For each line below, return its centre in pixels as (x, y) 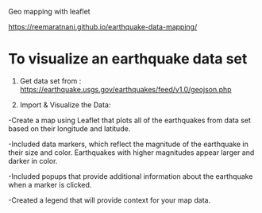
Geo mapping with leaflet (49, 12)
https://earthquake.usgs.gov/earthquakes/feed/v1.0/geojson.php (125, 89)
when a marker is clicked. (50, 184)
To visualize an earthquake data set (128, 59)
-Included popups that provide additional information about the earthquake (131, 176)
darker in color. (33, 161)
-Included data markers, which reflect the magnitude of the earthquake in (128, 144)
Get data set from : (50, 81)
